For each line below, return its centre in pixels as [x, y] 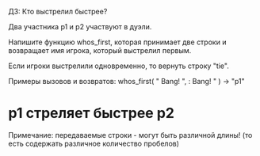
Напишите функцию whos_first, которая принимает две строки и [117, 42]
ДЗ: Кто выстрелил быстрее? [58, 11]
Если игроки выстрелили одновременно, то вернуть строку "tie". [119, 66]
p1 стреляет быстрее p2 [91, 113]
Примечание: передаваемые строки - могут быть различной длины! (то [130, 135]
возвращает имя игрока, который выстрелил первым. [100, 50]
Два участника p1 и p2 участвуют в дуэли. [80, 27]
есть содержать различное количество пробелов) [94, 143]
